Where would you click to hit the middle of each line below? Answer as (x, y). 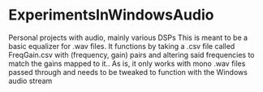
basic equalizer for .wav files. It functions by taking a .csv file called (122, 46)
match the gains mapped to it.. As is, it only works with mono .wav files (127, 64)
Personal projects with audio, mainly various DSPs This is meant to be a (128, 37)
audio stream (30, 81)
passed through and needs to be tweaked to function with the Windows (128, 72)
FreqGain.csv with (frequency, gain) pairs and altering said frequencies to (131, 55)
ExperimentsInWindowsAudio (111, 15)
